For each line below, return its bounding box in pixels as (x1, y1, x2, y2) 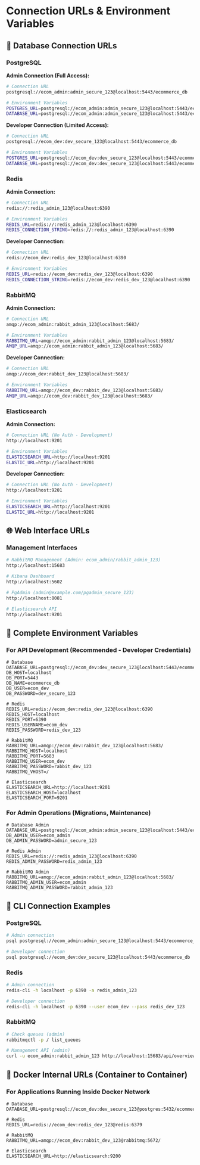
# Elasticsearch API (6, 606, 58, 612)
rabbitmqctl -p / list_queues (6, 1037, 82, 1043)
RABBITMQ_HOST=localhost (6, 748, 68, 754)
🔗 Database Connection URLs (6, 41, 117, 51)
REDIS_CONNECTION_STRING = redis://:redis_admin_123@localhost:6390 (6, 227, 174, 233)
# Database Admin (6, 822, 49, 828)
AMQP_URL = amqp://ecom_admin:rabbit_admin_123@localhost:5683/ (6, 343, 164, 349)
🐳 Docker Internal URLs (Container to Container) (6, 1070, 188, 1080)
